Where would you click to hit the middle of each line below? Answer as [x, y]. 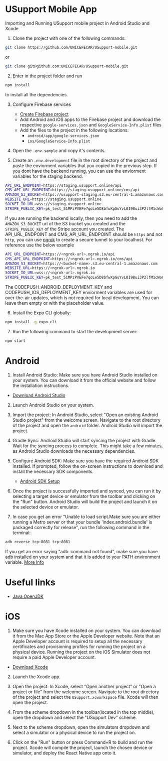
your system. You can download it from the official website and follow [84, 380]
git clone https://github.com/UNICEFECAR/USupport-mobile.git [71, 47]
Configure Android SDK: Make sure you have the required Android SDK [85, 461]
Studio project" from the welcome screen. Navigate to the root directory [86, 420]
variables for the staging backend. [48, 176]
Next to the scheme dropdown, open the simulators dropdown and [81, 727]
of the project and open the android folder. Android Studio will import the [87, 425]
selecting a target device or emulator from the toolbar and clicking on [84, 496]
